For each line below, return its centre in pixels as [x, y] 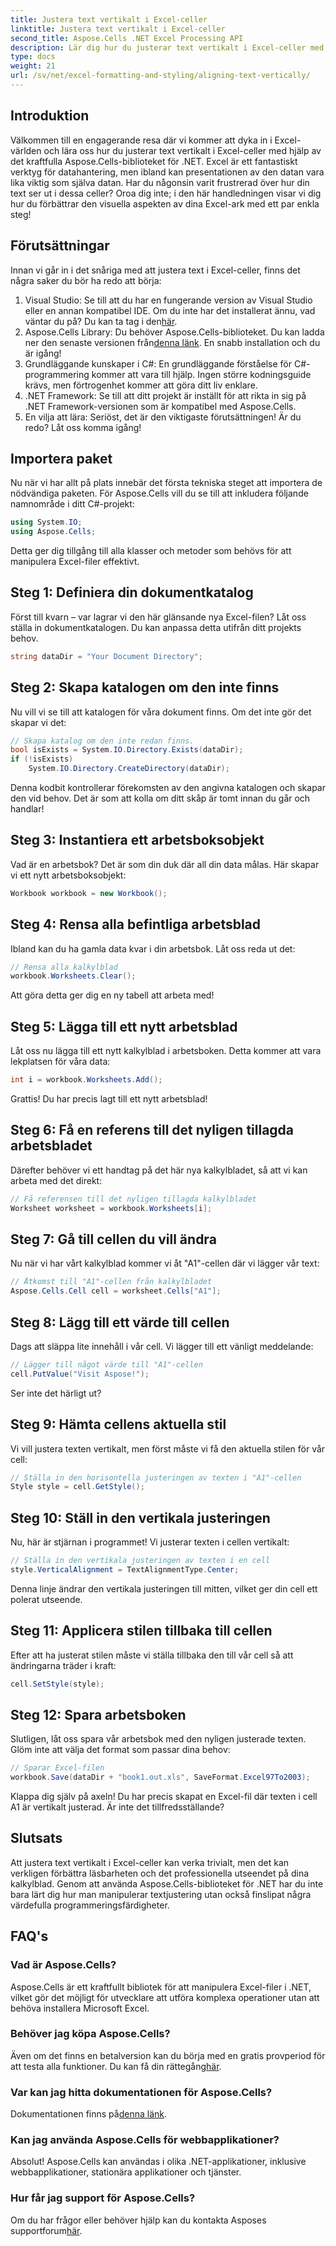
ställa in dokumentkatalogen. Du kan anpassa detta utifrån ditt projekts [156, 627]
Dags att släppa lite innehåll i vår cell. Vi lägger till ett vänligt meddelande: [162, 1346]
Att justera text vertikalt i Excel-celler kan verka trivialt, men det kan [150, 1862]
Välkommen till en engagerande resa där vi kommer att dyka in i [141, 140]
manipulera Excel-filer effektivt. [75, 562]
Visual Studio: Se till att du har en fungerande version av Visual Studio [168, 300]
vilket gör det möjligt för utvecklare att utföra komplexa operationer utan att [165, 1997]
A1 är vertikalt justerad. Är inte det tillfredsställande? [117, 1807]
